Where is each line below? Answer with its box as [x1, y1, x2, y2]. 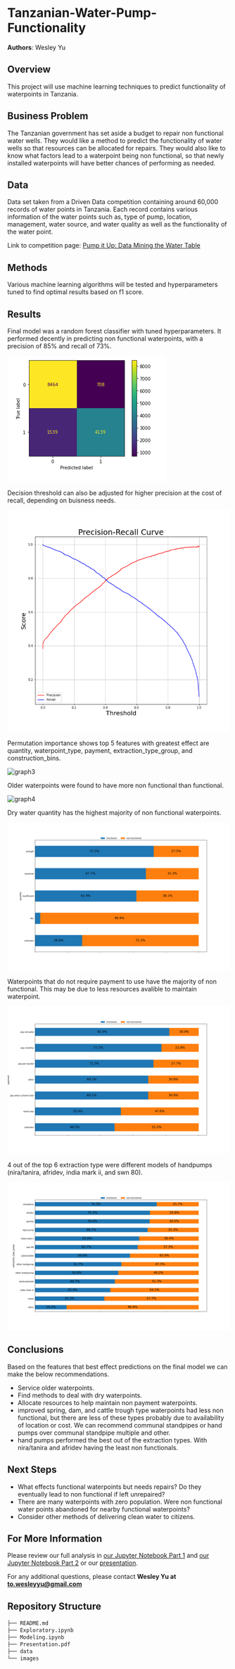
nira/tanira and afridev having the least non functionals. [17, 1443, 178, 1452]
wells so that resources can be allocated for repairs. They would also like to [7, 144, 227, 152]
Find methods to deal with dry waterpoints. [17, 1391, 143, 1400]
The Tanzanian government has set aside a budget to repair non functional [7, 129, 224, 137]
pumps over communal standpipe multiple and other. [17, 1428, 171, 1437]
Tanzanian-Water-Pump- [7, 5, 157, 21]
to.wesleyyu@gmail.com [7, 1580, 82, 1588]
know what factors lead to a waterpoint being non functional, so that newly [7, 151, 224, 160]
